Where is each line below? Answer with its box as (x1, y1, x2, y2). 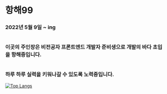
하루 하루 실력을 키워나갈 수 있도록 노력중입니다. (5, 71, 115, 78)
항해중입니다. (11, 51, 42, 58)
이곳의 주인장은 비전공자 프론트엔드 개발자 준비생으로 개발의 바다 (5, 44, 152, 51)
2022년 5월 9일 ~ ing (5, 24, 56, 31)
